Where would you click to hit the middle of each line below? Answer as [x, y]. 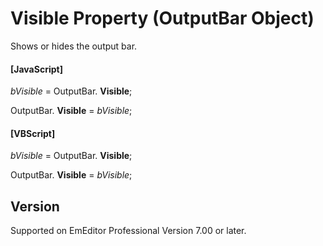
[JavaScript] [36, 69]
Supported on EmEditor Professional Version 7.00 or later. [128, 231]
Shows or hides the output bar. [74, 46]
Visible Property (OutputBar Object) [162, 18]
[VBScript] [33, 133]
